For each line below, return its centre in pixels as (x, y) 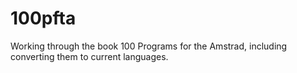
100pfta (43, 18)
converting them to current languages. (89, 56)
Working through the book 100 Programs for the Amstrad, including (149, 46)
